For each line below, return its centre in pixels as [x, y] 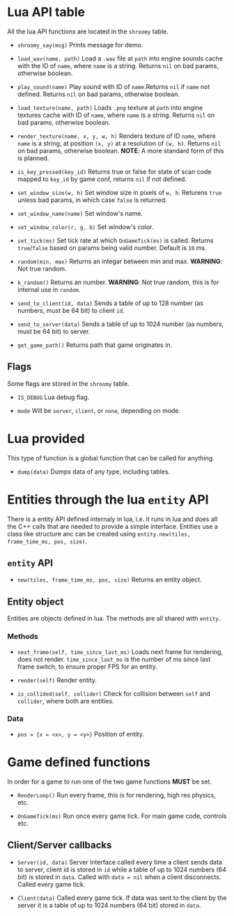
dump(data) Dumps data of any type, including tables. [94, 472]
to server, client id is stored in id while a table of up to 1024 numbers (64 [122, 869]
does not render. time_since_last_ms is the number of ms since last [114, 659]
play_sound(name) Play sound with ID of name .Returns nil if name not [114, 86]
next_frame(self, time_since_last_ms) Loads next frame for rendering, [120, 651]
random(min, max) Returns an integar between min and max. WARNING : [120, 261]
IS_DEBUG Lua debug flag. [53, 397]
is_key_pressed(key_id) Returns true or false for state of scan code [114, 171]
